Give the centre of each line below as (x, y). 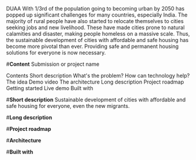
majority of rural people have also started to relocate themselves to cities (95, 21)
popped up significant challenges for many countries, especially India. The (97, 15)
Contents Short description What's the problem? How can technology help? (98, 76)
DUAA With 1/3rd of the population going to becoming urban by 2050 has (95, 9)
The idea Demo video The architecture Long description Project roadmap (95, 82)
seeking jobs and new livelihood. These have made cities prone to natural (95, 27)
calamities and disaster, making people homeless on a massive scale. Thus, (98, 34)
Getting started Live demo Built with (50, 88)
